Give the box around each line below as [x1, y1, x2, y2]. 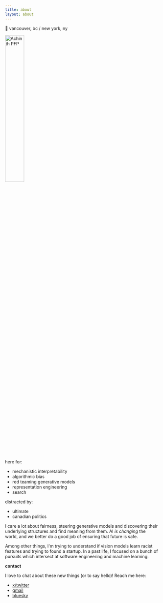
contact [5, 563, 22, 569]
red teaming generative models [12, 479, 75, 484]
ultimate [12, 508, 29, 514]
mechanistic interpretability [12, 468, 68, 474]
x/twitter [12, 582, 29, 588]
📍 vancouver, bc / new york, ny [5, 25, 68, 31]
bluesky [12, 592, 28, 598]
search [12, 489, 26, 495]
